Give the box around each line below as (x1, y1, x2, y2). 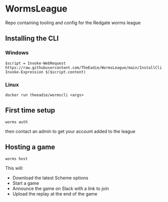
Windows (5, 49, 29, 56)
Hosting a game (5, 143, 55, 151)
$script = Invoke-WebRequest (5, 61, 66, 66)
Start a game (12, 180, 39, 186)
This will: (5, 165, 23, 171)
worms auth (5, 119, 28, 125)
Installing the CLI (5, 34, 59, 43)
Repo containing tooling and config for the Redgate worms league (5, 20, 141, 26)
